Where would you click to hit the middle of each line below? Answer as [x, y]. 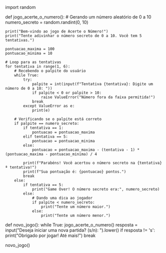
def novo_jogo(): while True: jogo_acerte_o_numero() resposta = [71, 225]
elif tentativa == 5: [46, 137]
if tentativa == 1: [43, 128]
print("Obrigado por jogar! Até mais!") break [50, 235]
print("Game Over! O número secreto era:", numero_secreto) [96, 189]
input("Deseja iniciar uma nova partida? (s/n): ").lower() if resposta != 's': [80, 230]
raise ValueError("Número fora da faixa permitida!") [98, 97]
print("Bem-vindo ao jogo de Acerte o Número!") [57, 32]
